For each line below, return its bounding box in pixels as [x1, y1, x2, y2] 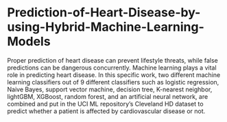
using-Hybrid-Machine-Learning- [7, 19, 204, 35]
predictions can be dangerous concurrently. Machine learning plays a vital [7, 63, 217, 72]
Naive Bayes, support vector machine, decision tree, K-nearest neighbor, [7, 85, 213, 93]
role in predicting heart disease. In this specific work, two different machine [7, 70, 221, 79]
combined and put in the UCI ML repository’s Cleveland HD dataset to [7, 100, 204, 108]
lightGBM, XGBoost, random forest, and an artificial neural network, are [7, 92, 208, 100]
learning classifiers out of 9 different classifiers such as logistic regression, [7, 78, 219, 86]
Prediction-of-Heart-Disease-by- [7, 5, 201, 20]
